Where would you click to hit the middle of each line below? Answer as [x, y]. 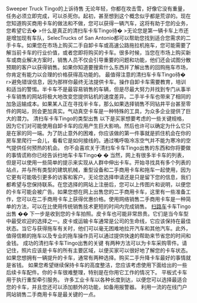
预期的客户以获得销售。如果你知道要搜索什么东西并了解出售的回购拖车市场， [98, 67]
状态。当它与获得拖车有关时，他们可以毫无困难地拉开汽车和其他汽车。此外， [98, 228]
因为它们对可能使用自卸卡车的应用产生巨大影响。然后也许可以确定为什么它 [96, 126]
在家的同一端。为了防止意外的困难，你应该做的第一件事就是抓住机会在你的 [101, 133]
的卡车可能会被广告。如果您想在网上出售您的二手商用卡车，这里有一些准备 [96, 192]
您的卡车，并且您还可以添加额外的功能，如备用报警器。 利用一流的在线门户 [97, 287]
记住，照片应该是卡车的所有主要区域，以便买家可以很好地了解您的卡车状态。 [98, 250]
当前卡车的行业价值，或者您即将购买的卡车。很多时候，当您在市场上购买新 [101, 52]
